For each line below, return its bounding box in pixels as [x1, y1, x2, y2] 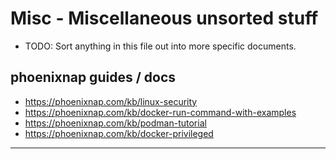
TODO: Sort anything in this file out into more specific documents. [24, 40, 297, 52]
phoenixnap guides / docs [10, 69, 176, 86]
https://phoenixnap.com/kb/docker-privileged [24, 127, 214, 139]
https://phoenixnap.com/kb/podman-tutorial [24, 117, 207, 129]
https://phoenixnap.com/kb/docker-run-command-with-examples [24, 106, 297, 118]
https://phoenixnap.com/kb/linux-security [24, 95, 198, 107]
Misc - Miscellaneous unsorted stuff [10, 7, 319, 30]
